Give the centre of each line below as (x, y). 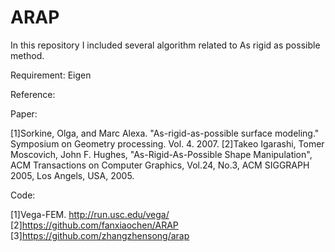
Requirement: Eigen (51, 75)
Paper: (24, 113)
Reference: (33, 94)
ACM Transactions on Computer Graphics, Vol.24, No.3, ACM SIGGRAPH (160, 165)
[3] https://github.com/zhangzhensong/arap (100, 235)
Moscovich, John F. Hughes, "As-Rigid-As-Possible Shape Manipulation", (161, 154)
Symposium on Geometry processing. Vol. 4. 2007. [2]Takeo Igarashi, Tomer (167, 143)
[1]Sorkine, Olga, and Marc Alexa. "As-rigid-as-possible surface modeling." (165, 133)
